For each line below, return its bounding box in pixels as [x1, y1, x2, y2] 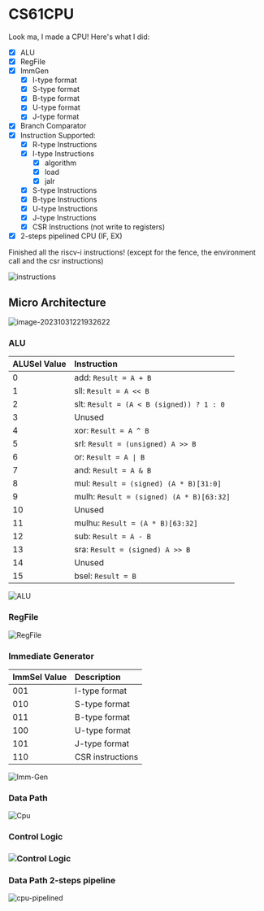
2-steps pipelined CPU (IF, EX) [19, 231, 123, 241]
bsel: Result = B [74, 570, 136, 582]
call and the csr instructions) [8, 256, 104, 266]
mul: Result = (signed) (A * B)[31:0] [74, 477, 222, 489]
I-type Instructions [32, 148, 95, 159]
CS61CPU [8, 5, 75, 24]
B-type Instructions [32, 194, 97, 204]
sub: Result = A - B [74, 530, 152, 542]
